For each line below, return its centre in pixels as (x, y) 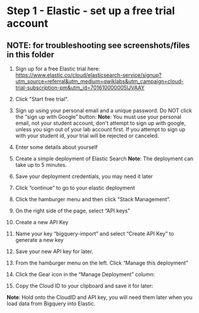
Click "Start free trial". (42, 99)
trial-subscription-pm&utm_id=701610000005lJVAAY (80, 88)
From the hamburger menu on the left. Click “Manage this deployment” (102, 263)
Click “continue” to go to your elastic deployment (75, 188)
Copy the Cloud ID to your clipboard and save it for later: (84, 286)
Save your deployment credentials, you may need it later (84, 176)
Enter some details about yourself (57, 147)
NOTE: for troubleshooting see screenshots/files (98, 45)
